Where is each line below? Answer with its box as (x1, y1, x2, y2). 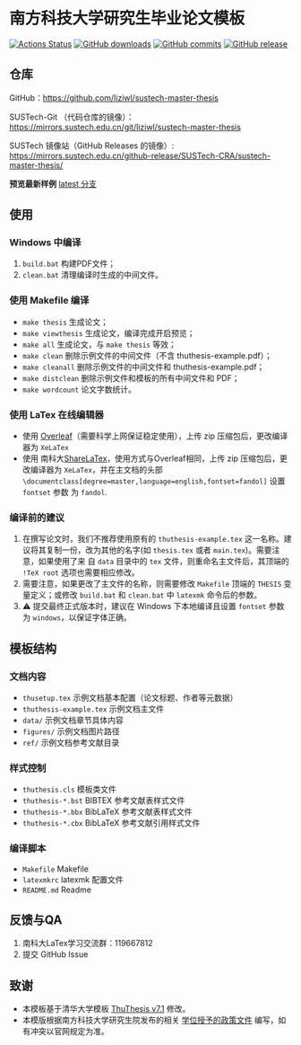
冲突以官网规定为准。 (30, 1026, 109, 1037)
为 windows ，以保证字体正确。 (21, 612, 132, 623)
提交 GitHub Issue (21, 949, 89, 960)
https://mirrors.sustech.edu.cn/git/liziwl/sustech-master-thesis (9, 121, 242, 132)
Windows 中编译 (9, 236, 82, 249)
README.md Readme (21, 884, 92, 895)
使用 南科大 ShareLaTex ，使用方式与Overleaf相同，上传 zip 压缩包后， (21, 453, 280, 464)
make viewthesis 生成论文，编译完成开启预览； (21, 327, 195, 338)
